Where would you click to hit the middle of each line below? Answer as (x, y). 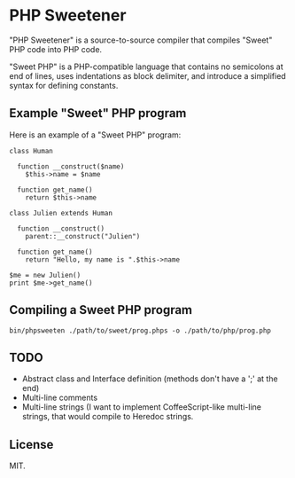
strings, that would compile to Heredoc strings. (108, 417)
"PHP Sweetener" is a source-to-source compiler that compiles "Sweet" (141, 40)
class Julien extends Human (61, 213)
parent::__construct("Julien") (83, 236)
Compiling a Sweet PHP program (101, 310)
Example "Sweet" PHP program (98, 113)
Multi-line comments (60, 398)
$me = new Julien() (45, 275)
